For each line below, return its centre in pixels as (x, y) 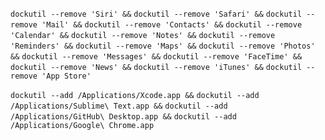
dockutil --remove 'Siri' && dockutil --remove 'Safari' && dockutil (156, 14)
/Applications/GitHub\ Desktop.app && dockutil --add (123, 117)
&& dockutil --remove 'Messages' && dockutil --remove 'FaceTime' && (156, 57)
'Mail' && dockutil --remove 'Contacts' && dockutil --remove (172, 25)
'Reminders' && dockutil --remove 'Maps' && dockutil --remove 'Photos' (163, 46)
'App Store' (66, 76)
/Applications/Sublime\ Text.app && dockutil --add (119, 106)
